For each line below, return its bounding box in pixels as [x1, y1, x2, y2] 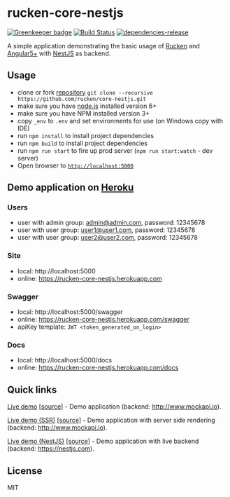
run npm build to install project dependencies [17, 139, 148, 147]
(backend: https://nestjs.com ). [7, 444, 94, 453]
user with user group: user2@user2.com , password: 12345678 [17, 233, 198, 242]
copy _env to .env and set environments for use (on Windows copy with [17, 116, 224, 125]
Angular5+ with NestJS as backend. [7, 49, 111, 57]
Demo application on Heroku [7, 182, 134, 193]
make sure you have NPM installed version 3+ [17, 109, 150, 117]
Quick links [7, 383, 57, 395]
